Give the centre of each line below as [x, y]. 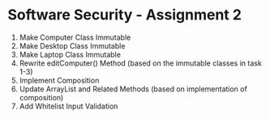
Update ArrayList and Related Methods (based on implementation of [133, 89]
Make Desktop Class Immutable [72, 45]
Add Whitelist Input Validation [69, 106]
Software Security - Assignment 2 [125, 15]
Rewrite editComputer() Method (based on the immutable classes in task [141, 63]
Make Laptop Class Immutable [70, 54]
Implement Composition [59, 80]
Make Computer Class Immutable [75, 37]
